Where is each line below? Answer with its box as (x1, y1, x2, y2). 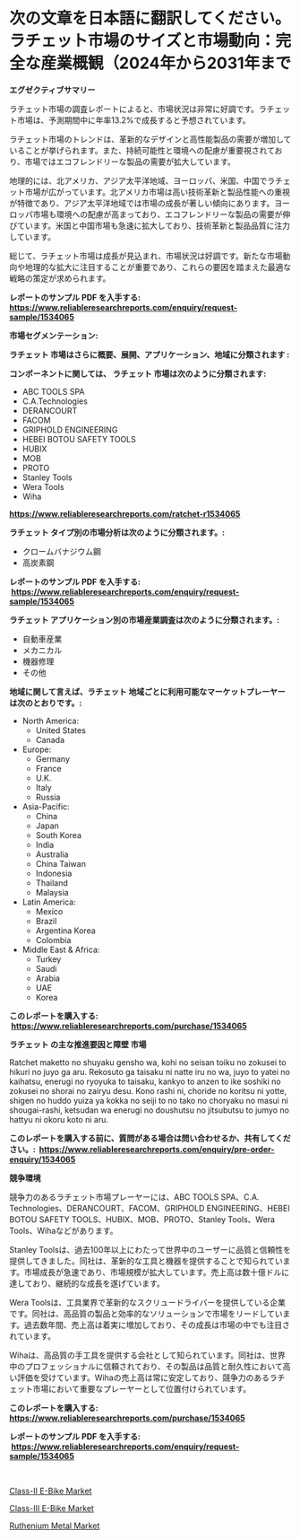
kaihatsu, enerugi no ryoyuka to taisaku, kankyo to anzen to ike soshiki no (9, 1076, 281, 1087)
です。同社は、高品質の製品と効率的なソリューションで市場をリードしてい (9, 1307, 283, 1319)
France (35, 763, 63, 774)
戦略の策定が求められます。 (9, 273, 111, 284)
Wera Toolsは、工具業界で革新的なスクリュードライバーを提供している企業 (9, 1297, 287, 1307)
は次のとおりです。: (9, 697, 82, 708)
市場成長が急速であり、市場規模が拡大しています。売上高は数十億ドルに (23, 1266, 290, 1277)
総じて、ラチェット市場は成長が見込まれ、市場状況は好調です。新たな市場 (9, 250, 284, 261)
